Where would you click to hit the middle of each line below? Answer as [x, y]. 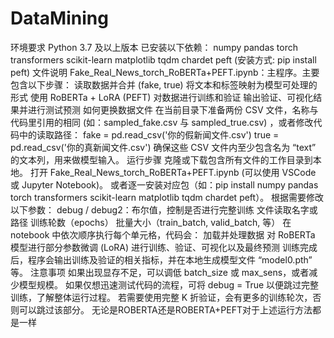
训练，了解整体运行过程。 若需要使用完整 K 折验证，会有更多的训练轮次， [161, 297]
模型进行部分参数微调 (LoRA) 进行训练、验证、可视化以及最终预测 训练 [155, 247]
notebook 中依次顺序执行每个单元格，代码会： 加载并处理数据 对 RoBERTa [163, 234]
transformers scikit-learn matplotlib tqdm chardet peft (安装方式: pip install [163, 59]
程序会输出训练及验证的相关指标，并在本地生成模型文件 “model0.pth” [170, 259]
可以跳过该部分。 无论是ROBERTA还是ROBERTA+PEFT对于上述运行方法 [165, 309]
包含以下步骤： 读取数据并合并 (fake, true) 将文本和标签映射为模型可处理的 [164, 84]
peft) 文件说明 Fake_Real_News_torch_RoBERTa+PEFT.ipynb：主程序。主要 [165, 72]
